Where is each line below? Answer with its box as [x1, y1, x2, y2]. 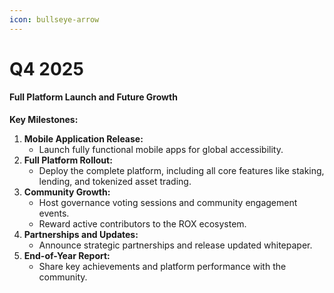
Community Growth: [23, 186, 111, 198]
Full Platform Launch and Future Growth [9, 91, 178, 103]
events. [38, 207, 70, 220]
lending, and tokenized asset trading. [38, 176, 192, 188]
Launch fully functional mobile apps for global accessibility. [38, 144, 284, 156]
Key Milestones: [9, 114, 79, 126]
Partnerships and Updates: [23, 229, 139, 241]
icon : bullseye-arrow [9, 14, 100, 25]
